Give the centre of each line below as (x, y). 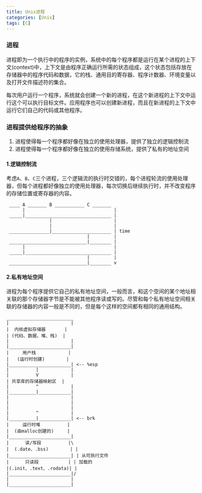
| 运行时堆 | (38, 425)
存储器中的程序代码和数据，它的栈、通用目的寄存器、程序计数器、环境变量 (98, 74)
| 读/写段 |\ (40, 443)
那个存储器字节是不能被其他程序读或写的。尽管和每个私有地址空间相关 (109, 299)
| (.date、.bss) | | (42, 450)
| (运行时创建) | (38, 359)
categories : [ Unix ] (31, 17)
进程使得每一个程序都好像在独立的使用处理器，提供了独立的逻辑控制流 (102, 141)
